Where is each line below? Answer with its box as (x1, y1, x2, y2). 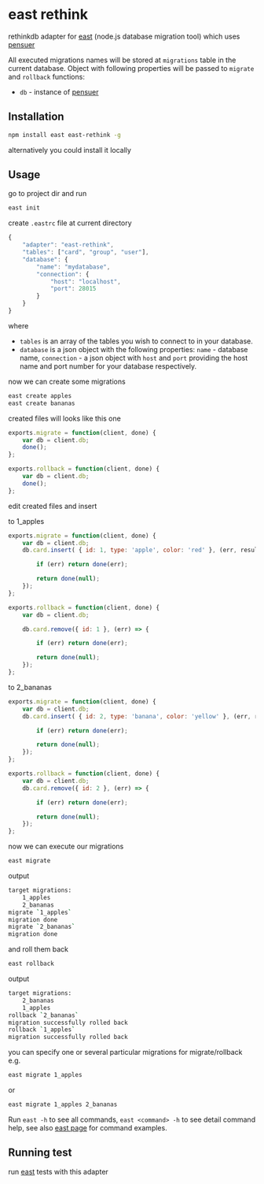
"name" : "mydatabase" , (36, 262, 111, 271)
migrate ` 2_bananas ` (8, 923, 76, 931)
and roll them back (8, 945, 69, 954)
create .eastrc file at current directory (8, 218, 132, 228)
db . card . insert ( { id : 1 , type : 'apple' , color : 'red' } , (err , (22, 546, 237, 555)
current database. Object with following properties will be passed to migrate (8, 63, 255, 72)
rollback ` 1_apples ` (8, 1026, 76, 1034)
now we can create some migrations (8, 377, 126, 386)
